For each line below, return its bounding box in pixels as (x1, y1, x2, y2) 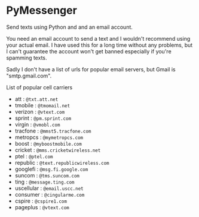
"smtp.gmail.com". (6, 72, 52, 79)
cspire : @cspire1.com (14, 197, 68, 204)
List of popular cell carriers (6, 83, 73, 91)
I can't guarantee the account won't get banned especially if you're (6, 47, 172, 55)
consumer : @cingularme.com (14, 191, 85, 198)
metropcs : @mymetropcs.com (14, 133, 84, 141)
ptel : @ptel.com (14, 152, 53, 159)
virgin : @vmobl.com (14, 120, 60, 128)
